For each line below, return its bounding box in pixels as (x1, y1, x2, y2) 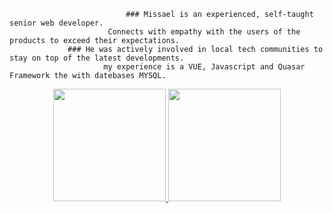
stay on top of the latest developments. (9, 53, 185, 63)
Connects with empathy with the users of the (107, 27, 301, 37)
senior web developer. (9, 18, 104, 28)
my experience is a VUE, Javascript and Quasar (103, 62, 306, 72)
